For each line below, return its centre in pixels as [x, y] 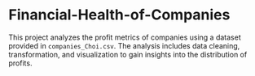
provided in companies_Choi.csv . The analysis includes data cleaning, [124, 45]
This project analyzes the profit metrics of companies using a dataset [125, 37]
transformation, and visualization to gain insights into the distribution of [128, 54]
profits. [20, 63]
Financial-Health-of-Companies [119, 15]
